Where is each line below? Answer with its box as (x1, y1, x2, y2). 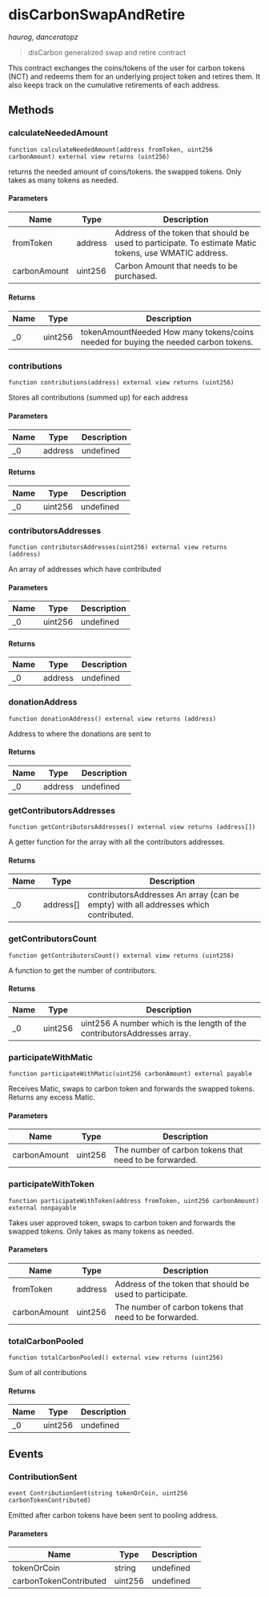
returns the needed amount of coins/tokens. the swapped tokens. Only (8, 167, 242, 176)
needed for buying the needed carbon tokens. (80, 336, 254, 348)
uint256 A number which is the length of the (80, 1017, 247, 1028)
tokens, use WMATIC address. (114, 247, 228, 258)
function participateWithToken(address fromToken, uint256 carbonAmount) (8, 1197, 260, 1205)
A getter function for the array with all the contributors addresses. (8, 837, 226, 847)
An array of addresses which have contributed (8, 565, 162, 574)
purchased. (114, 270, 158, 281)
